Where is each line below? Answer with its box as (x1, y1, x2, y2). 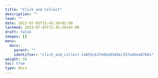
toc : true (5, 61, 25, 66)
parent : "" (14, 47, 36, 52)
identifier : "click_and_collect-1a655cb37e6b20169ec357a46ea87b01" (14, 52, 154, 57)
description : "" (5, 12, 38, 16)
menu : (5, 39, 16, 44)
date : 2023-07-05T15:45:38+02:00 (5, 20, 73, 26)
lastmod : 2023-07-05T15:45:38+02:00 (5, 25, 79, 30)
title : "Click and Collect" (5, 7, 62, 12)
